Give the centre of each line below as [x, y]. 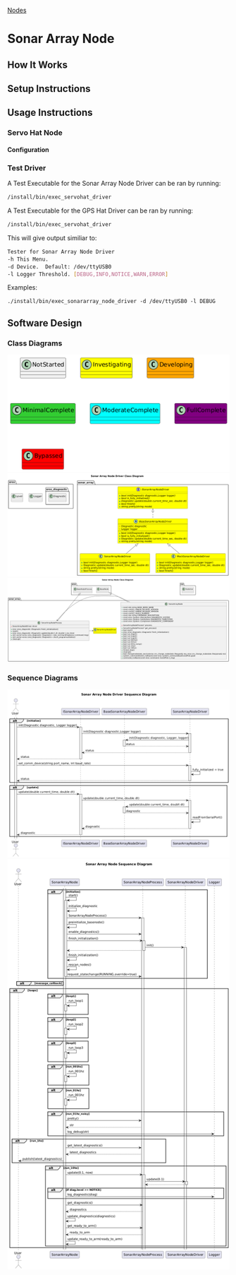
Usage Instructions [50, 113]
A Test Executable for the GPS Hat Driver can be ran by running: [100, 210]
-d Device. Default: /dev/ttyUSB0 [60, 267]
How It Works [38, 65]
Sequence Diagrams [43, 677]
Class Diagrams [35, 343]
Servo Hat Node [35, 133]
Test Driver [27, 167]
